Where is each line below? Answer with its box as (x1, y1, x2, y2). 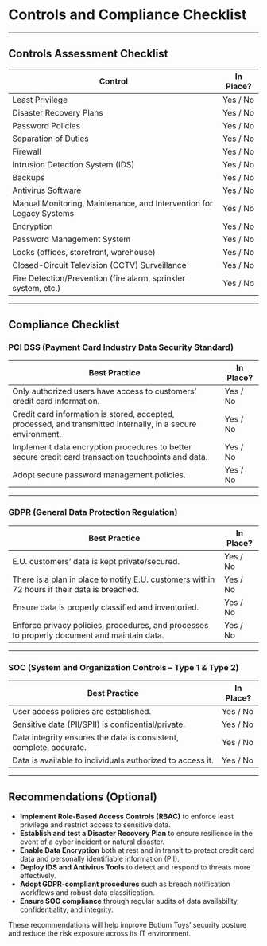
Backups (12, 171, 45, 183)
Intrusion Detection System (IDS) (12, 159, 135, 170)
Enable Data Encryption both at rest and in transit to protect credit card (19, 845, 255, 854)
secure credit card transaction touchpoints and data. (12, 452, 208, 463)
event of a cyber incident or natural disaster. (19, 837, 165, 846)
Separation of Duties (12, 133, 89, 144)
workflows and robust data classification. (19, 887, 155, 897)
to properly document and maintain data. (12, 630, 164, 641)
